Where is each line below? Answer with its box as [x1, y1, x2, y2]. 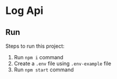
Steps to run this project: [5, 42, 65, 49]
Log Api [5, 4, 44, 17]
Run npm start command [13, 66, 74, 73]
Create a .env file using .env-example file [13, 60, 112, 67]
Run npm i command [13, 54, 63, 60]
